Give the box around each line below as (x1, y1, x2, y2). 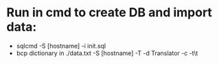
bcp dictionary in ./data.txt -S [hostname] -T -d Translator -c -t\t (16, 49, 198, 57)
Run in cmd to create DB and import (6, 5, 212, 20)
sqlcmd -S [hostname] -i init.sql (16, 42, 106, 50)
